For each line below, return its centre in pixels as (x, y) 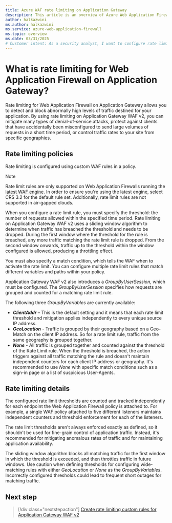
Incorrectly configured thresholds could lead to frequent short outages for (83, 475)
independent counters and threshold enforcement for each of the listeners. (84, 417)
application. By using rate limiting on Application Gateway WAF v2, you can (84, 116)
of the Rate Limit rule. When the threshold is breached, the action (81, 350)
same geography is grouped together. (53, 340)
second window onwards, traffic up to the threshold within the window (80, 245)
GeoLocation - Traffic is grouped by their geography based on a (81, 329)
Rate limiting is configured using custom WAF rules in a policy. (71, 166)
